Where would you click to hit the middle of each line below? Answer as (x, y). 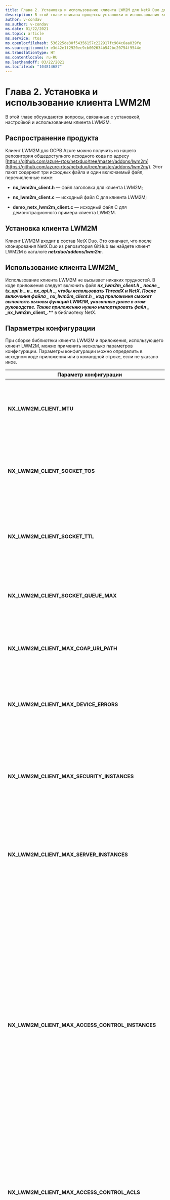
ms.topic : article (25, 34)
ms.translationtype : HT (30, 52)
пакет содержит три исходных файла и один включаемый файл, (75, 172)
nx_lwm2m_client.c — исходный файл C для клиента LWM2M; (80, 197)
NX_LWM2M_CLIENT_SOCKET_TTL (51, 536)
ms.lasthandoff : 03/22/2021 (35, 62)
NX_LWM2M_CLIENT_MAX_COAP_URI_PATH (62, 648)
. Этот (156, 166)
